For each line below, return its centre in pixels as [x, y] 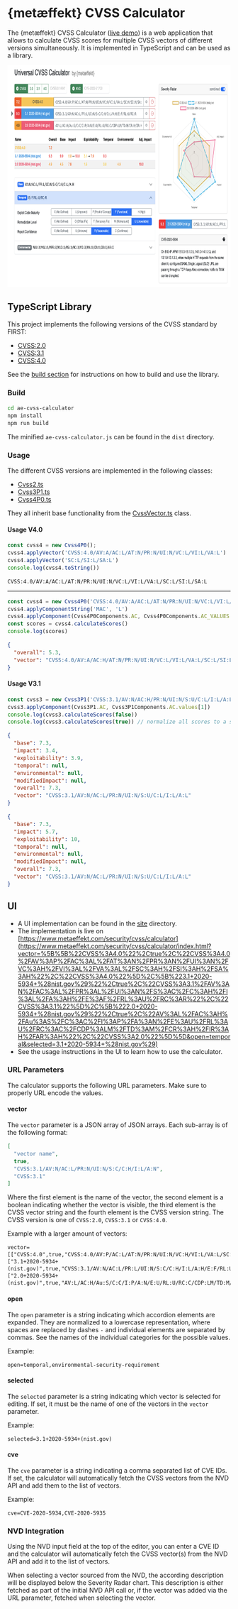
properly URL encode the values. [56, 1093]
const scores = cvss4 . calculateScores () [68, 624]
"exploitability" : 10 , [47, 839]
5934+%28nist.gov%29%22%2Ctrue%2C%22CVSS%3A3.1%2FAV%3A [124, 984]
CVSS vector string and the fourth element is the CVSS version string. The [116, 1212]
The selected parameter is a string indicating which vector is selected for [114, 1396]
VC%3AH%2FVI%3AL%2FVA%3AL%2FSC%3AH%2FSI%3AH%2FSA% [123, 968]
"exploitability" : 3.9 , [49, 758]
